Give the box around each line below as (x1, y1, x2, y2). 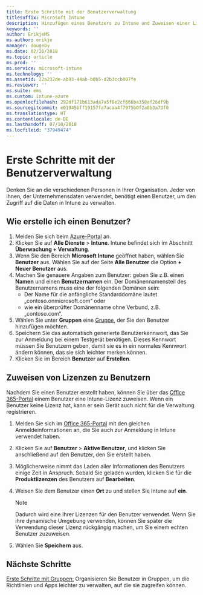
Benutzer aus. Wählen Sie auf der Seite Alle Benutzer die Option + (14, 258, 182, 265)
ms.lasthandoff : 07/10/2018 (6, 122, 77, 128)
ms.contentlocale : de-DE (6, 116, 69, 122)
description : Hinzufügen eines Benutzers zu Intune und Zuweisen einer (6, 20, 190, 26)
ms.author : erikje (6, 37, 53, 43)
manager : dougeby (6, 43, 50, 49)
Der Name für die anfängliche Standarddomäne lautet (24, 290, 158, 297)
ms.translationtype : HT (6, 110, 66, 116)
